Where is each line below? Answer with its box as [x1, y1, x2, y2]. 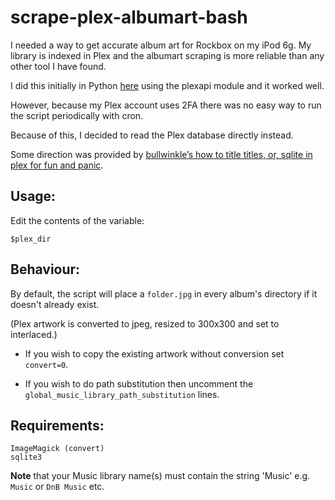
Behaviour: [10, 261, 81, 278]
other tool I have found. [10, 60, 107, 72]
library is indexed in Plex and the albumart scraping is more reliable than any [10, 49, 325, 61]
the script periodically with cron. [10, 109, 144, 121]
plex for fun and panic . [10, 159, 104, 171]
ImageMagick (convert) [10, 444, 105, 454]
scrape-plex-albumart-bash [10, 6, 248, 29]
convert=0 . [24, 358, 69, 370]
